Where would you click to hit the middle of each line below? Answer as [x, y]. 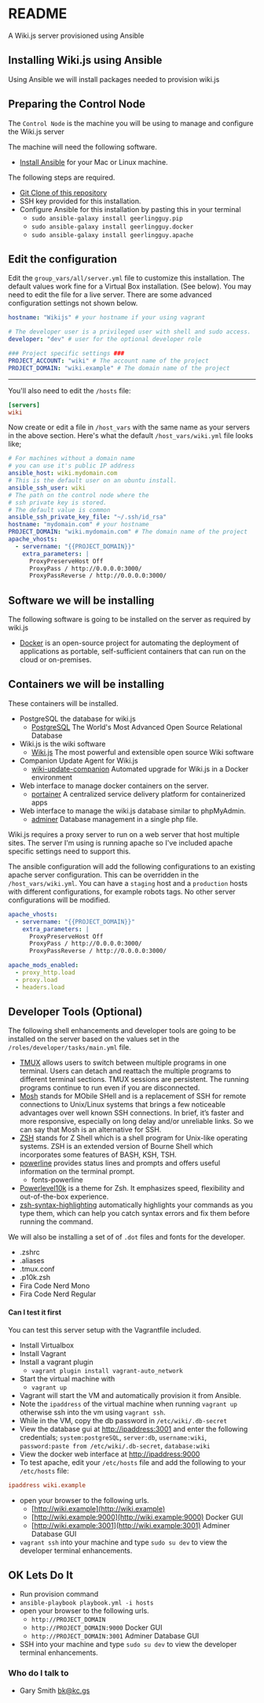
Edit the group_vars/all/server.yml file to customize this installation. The [126, 278]
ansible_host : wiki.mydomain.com [63, 474]
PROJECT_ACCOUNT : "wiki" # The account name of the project [109, 361]
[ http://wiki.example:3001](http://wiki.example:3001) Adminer [130, 1525]
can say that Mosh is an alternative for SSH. [90, 1130]
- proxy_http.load [46, 972]
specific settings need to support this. [70, 851]
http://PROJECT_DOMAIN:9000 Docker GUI [97, 1627]
